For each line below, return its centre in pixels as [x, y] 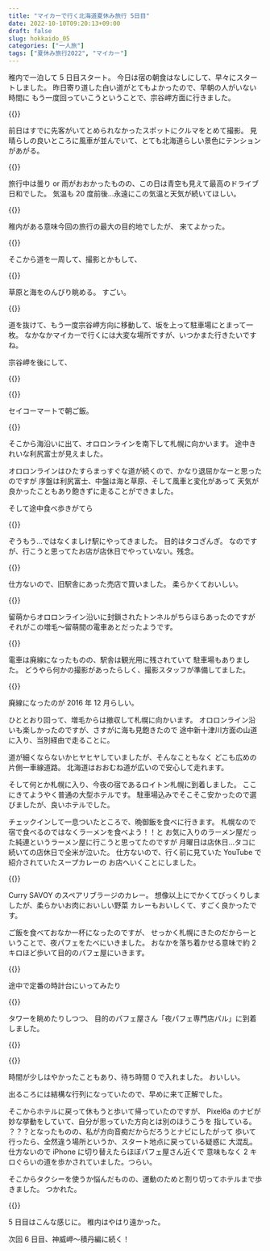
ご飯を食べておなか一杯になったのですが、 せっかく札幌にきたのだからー [129, 933]
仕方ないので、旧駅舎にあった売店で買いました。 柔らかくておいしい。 [126, 584]
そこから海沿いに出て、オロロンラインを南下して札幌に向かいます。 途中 [129, 444]
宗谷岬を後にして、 [40, 362]
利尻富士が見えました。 [68, 454]
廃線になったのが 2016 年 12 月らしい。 [73, 703]
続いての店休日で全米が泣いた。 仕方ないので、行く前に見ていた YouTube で [135, 852]
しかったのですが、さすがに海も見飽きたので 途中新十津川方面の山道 [143, 730]
